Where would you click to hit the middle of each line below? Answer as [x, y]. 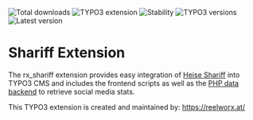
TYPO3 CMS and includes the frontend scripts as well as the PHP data [124, 83]
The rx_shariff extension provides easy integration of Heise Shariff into [124, 75]
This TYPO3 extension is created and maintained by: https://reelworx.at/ [127, 106]
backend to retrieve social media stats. [72, 91]
